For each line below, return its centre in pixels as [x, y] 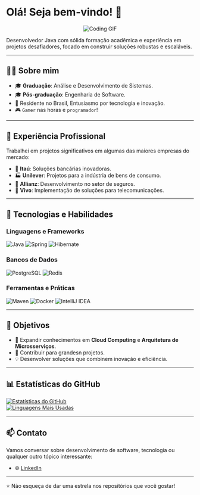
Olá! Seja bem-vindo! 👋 [64, 12]
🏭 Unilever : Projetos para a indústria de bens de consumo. [88, 175]
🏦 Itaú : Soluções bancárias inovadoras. [63, 169]
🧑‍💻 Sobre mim [33, 71]
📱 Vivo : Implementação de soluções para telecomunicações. [89, 190]
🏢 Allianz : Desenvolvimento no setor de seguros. [75, 183]
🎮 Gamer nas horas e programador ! [56, 110]
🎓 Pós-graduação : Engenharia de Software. [70, 94]
